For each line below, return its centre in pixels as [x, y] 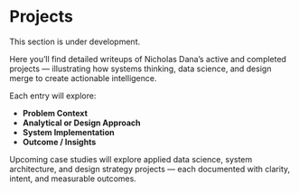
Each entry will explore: [53, 96]
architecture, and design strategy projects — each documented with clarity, [150, 169]
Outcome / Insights [59, 142]
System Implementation [68, 132]
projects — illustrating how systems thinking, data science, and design [140, 69]
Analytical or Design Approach [82, 123]
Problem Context [55, 113]
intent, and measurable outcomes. [73, 179]
